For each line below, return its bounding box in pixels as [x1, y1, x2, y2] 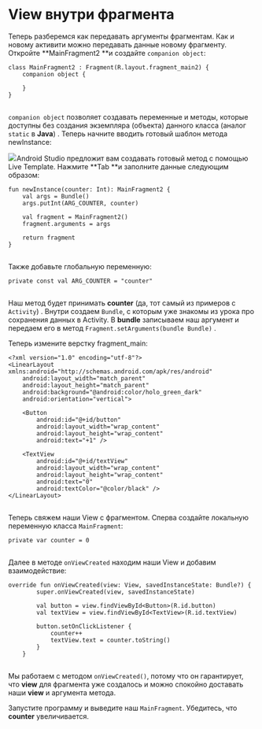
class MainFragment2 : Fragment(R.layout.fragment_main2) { [8, 63, 210, 72]
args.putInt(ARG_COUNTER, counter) [22, 199, 139, 207]
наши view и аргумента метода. [8, 687, 116, 698]
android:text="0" [36, 478, 93, 486]
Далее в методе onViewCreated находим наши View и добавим [8, 557, 216, 567]
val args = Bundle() [22, 192, 90, 200]
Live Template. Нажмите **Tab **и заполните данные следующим [8, 161, 230, 171]
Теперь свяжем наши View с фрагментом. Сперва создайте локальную [8, 513, 249, 522]
